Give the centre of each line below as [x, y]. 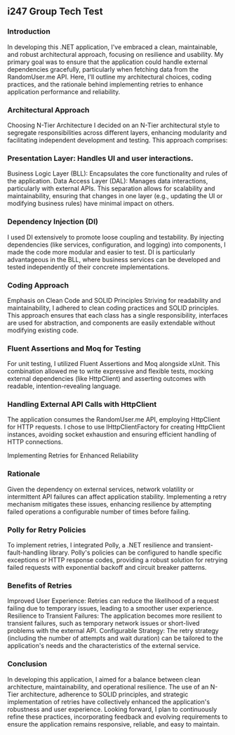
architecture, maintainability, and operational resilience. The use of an [108, 687]
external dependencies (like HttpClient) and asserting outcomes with [107, 379]
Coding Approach [38, 285]
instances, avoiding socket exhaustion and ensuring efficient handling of [112, 434]
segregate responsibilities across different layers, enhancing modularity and [117, 132]
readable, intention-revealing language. [64, 386]
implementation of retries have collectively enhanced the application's [109, 701]
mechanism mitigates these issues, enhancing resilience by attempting [109, 504]
